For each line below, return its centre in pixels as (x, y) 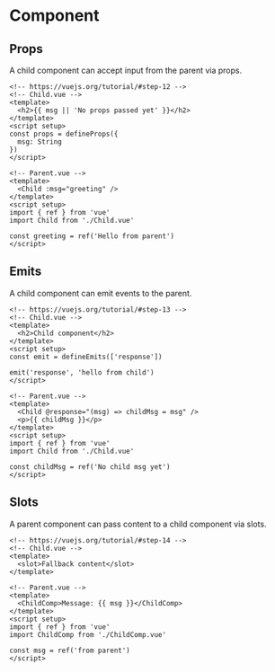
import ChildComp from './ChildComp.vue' (88, 634)
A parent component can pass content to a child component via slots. (138, 524)
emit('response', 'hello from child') (82, 372)
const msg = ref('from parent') (70, 650)
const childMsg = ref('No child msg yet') (90, 467)
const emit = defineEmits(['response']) (86, 357)
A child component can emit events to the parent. (101, 293)
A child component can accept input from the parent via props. (126, 70)
